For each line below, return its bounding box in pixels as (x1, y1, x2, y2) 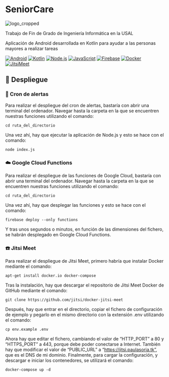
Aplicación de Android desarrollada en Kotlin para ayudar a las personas (5, 40, 156, 46)
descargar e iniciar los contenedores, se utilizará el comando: (5, 357, 134, 364)
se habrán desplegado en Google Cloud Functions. (5, 231, 111, 237)
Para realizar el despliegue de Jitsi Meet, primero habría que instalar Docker (5, 258, 164, 264)
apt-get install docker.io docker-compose (5, 273, 96, 278)
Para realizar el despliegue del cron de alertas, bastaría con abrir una (5, 102, 149, 108)
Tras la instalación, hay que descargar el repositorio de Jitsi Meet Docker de (5, 282, 164, 288)
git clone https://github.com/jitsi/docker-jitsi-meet (5, 297, 123, 303)
